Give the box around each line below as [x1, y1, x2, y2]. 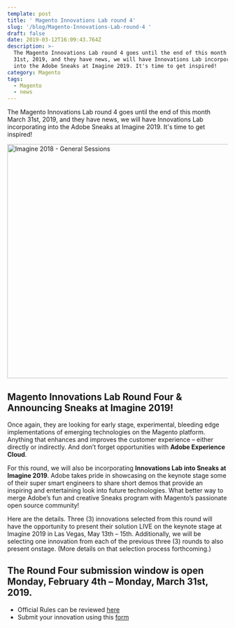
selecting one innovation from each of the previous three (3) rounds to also [7, 537, 224, 545]
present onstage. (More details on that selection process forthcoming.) [7, 545, 211, 553]
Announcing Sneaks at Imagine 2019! [7, 401, 173, 414]
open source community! [7, 501, 80, 509]
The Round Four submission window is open [7, 565, 204, 577]
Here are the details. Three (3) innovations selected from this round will [7, 514, 213, 523]
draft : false [7, 29, 45, 37]
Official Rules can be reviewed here [17, 605, 120, 614]
